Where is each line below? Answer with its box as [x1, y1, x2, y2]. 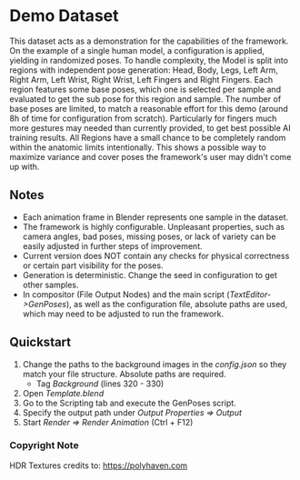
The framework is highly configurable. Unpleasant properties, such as [22, 221, 285, 232]
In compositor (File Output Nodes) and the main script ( [22, 288, 230, 300]
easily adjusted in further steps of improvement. [22, 240, 203, 251]
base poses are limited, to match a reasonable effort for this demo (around [9, 103, 288, 114]
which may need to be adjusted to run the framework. [22, 308, 225, 319]
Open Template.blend [22, 387, 105, 398]
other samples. [22, 279, 79, 290]
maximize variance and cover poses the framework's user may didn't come [9, 151, 292, 162]
